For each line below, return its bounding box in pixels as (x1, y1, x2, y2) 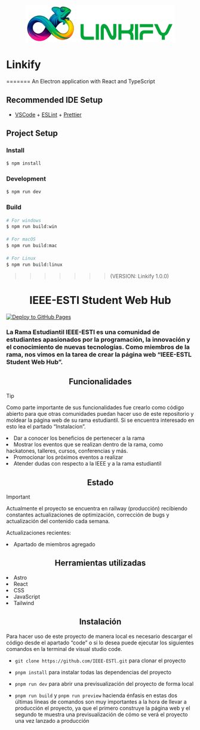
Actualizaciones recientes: (6, 529, 72, 537)
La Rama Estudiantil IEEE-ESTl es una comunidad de (6, 328, 160, 336)
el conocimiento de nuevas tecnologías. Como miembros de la (6, 343, 190, 351)
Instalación (79, 617, 122, 627)
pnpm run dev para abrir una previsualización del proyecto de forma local (14, 680, 194, 687)
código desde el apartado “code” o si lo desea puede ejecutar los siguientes (6, 639, 194, 646)
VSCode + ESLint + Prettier (14, 111, 82, 118)
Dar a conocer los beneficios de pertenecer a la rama (14, 434, 145, 442)
